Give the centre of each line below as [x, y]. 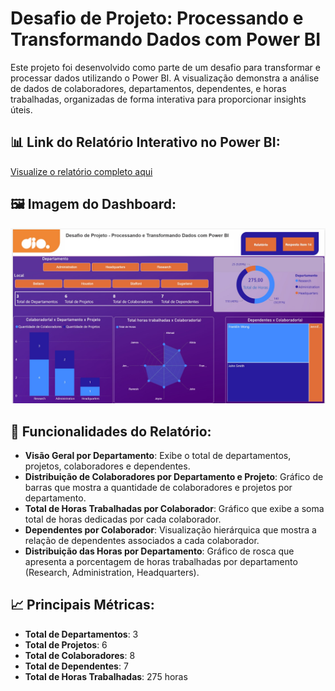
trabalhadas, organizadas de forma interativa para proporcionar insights [158, 99]
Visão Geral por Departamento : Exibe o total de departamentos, [158, 455]
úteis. [21, 109]
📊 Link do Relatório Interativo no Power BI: [145, 142]
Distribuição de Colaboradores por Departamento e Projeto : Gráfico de [174, 476]
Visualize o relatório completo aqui [81, 171]
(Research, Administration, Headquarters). [112, 572]
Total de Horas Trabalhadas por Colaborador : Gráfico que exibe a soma [174, 508]
